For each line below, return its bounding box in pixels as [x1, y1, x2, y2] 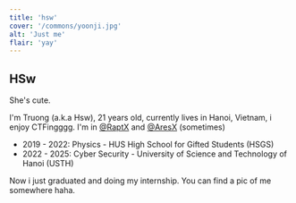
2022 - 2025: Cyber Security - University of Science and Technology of [21, 148, 288, 159]
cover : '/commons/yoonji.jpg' [9, 21, 123, 30]
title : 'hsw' [9, 13, 58, 22]
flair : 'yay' [9, 38, 58, 47]
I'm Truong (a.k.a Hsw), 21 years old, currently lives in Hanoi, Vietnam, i [9, 113, 273, 123]
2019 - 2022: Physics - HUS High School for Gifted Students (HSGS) [21, 140, 275, 150]
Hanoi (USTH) [21, 158, 74, 169]
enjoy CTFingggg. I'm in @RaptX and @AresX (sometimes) [9, 122, 226, 132]
